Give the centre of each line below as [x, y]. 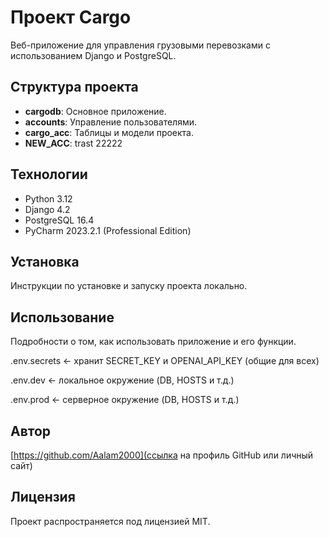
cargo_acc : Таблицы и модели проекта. [109, 132]
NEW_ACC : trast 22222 [73, 143]
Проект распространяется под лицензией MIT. [110, 521]
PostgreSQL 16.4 [59, 220]
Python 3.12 [48, 198]
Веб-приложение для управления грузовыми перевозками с [140, 45]
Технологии [49, 174]
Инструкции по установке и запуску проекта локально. [129, 286]
